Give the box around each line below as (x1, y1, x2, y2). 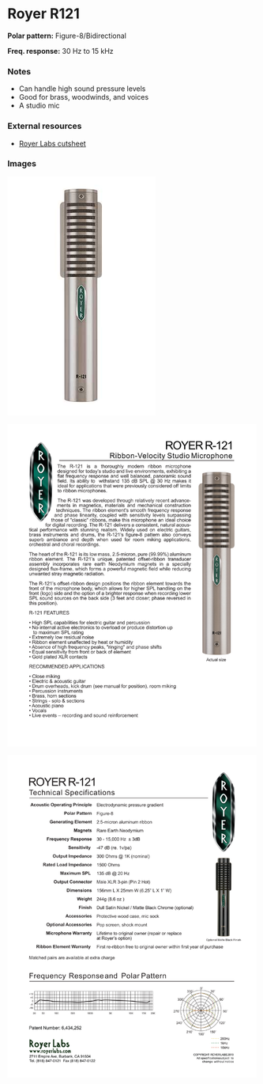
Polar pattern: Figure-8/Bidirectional (7, 31, 127, 40)
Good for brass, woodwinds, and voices (18, 93, 149, 102)
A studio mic (18, 100, 60, 111)
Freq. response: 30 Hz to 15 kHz (7, 46, 114, 55)
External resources (7, 120, 82, 131)
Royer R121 (7, 5, 80, 23)
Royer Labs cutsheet (18, 138, 86, 148)
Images (7, 158, 37, 169)
